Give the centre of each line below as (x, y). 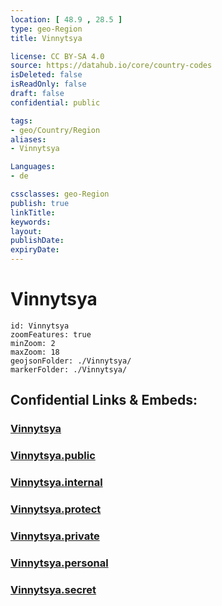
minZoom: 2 (33, 343)
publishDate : (37, 241)
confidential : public (55, 102)
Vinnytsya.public (53, 456)
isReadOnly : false (48, 84)
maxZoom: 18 (35, 352)
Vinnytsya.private (55, 536)
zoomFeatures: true (51, 334)
